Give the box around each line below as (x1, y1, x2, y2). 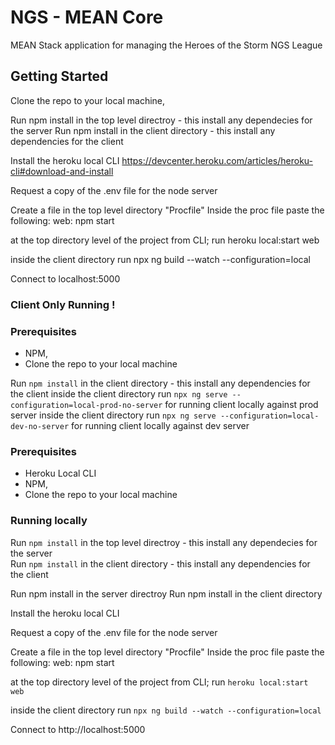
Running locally (10, 514, 88, 528)
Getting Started (10, 68, 109, 85)
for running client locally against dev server (71, 419, 250, 431)
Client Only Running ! (10, 297, 116, 311)
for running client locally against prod (164, 398, 319, 410)
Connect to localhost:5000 (10, 272, 121, 285)
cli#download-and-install (10, 165, 114, 177)
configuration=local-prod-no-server (10, 400, 163, 410)
